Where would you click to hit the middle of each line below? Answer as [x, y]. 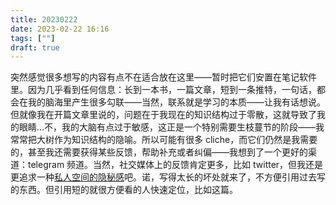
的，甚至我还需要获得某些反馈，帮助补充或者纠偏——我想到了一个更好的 [159, 152]
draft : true [35, 47]
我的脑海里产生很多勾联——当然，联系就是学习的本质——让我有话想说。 [176, 102]
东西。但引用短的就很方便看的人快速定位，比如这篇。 [128, 190]
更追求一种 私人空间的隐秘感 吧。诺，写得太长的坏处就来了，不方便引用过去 [163, 177]
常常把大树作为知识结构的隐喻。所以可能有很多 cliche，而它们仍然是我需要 [164, 140]
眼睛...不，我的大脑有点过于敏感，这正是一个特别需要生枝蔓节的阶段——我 [171, 127]
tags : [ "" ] [33, 38]
